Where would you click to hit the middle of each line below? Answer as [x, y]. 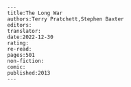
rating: [18, 43]
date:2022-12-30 [30, 37]
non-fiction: [26, 61]
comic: [16, 67]
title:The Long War [35, 13]
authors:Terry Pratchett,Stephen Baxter [66, 19]
